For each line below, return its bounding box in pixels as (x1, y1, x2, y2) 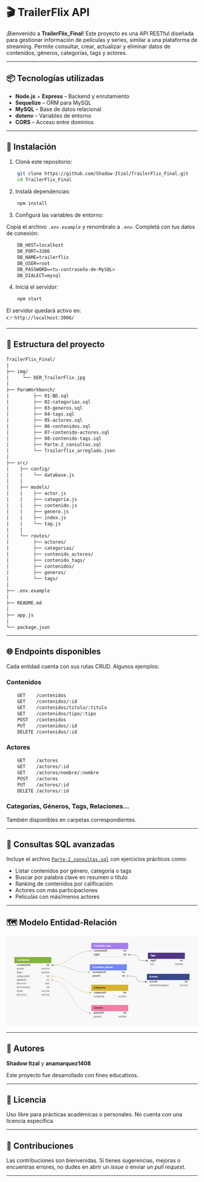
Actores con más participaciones (15, 887, 98, 894)
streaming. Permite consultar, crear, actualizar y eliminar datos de (6, 43, 171, 50)
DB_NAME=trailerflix (17, 255, 69, 261)
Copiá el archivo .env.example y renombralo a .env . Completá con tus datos (6, 223, 195, 231)
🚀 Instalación (6, 142, 56, 152)
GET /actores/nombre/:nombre (17, 770, 99, 776)
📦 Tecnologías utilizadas (6, 73, 104, 83)
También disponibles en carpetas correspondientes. (6, 816, 137, 823)
